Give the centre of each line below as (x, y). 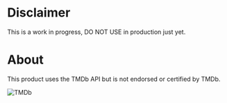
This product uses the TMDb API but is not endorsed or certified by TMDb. (114, 79)
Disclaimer (39, 13)
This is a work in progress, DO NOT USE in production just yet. (96, 32)
